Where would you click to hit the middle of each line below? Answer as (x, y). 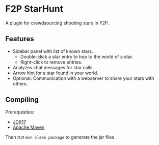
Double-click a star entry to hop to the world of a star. (77, 56)
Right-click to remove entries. (51, 62)
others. (20, 83)
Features (20, 39)
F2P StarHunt (34, 9)
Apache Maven (29, 127)
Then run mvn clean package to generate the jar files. (60, 137)
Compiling (22, 100)
